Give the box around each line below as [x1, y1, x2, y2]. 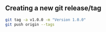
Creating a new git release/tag [5, 4, 101, 12]
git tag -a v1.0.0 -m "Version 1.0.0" [5, 17, 86, 22]
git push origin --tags [5, 22, 55, 27]
